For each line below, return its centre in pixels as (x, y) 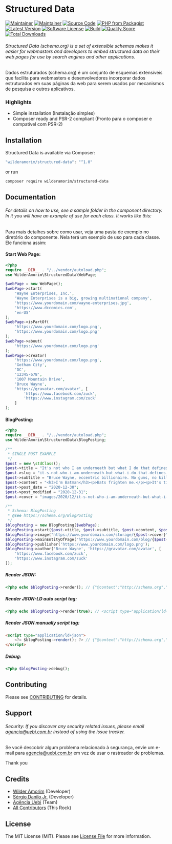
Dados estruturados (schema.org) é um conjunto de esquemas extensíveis (84, 73)
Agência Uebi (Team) (35, 802)
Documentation (31, 197)
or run (12, 172)
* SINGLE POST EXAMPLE (32, 454)
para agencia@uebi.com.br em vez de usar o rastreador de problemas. (90, 753)
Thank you (17, 763)
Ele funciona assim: (26, 243)
